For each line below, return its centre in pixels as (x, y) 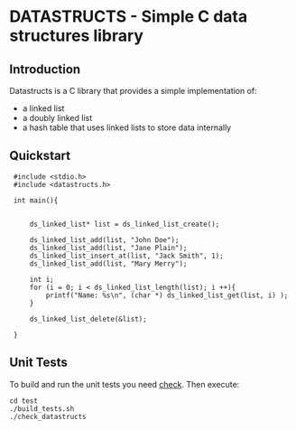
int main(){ (36, 201)
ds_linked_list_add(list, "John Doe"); (104, 240)
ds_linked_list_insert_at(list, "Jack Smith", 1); (126, 256)
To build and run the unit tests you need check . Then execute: (125, 384)
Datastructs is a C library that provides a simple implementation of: (133, 91)
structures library (77, 36)
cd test (24, 401)
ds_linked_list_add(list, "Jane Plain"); (108, 248)
